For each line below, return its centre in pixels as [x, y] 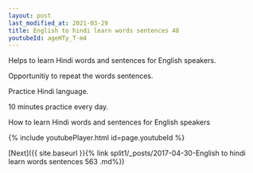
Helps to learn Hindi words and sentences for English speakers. [112, 61]
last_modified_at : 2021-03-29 [58, 23]
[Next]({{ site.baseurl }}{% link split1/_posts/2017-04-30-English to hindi [127, 153]
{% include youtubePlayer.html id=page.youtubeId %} [97, 138]
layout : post [30, 16]
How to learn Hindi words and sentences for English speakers [109, 122]
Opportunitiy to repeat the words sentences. [81, 76]
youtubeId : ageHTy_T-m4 [48, 38]
